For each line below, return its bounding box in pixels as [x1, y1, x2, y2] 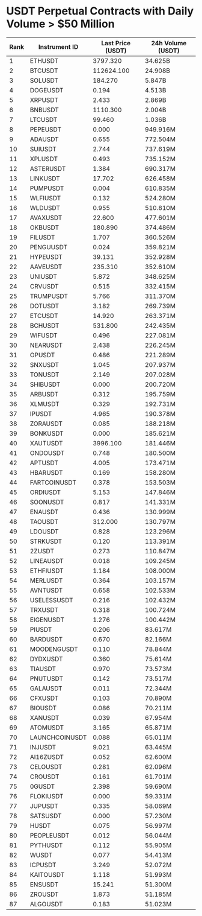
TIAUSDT [29, 664, 56, 673]
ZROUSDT [29, 890, 59, 899]
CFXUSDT [29, 694, 59, 702]
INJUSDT [29, 743, 57, 751]
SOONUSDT [29, 498, 64, 506]
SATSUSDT [29, 812, 62, 820]
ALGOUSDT [29, 900, 63, 908]
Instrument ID [38, 42, 79, 51]
